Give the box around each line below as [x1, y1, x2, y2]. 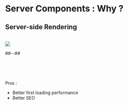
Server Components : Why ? [5, 3, 124, 14]
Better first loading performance [12, 90, 78, 96]
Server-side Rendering [5, 23, 77, 31]
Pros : [5, 80, 17, 86]
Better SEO [12, 95, 35, 101]
